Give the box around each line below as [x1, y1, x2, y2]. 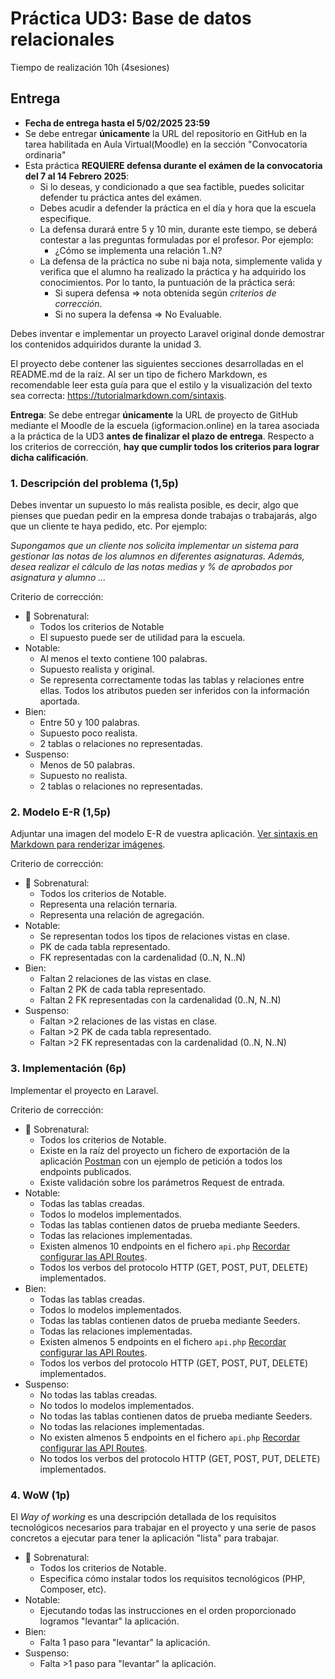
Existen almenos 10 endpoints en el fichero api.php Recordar [39, 1240, 291, 1252]
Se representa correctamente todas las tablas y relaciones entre [39, 674, 305, 686]
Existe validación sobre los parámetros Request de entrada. [39, 1176, 286, 1188]
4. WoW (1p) [10, 1488, 71, 1502]
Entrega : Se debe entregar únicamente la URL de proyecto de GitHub [10, 408, 298, 421]
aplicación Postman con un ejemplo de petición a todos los [39, 1155, 283, 1167]
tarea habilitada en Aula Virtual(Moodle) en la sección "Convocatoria [24, 138, 308, 150]
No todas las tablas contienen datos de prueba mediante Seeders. [39, 1410, 313, 1422]
